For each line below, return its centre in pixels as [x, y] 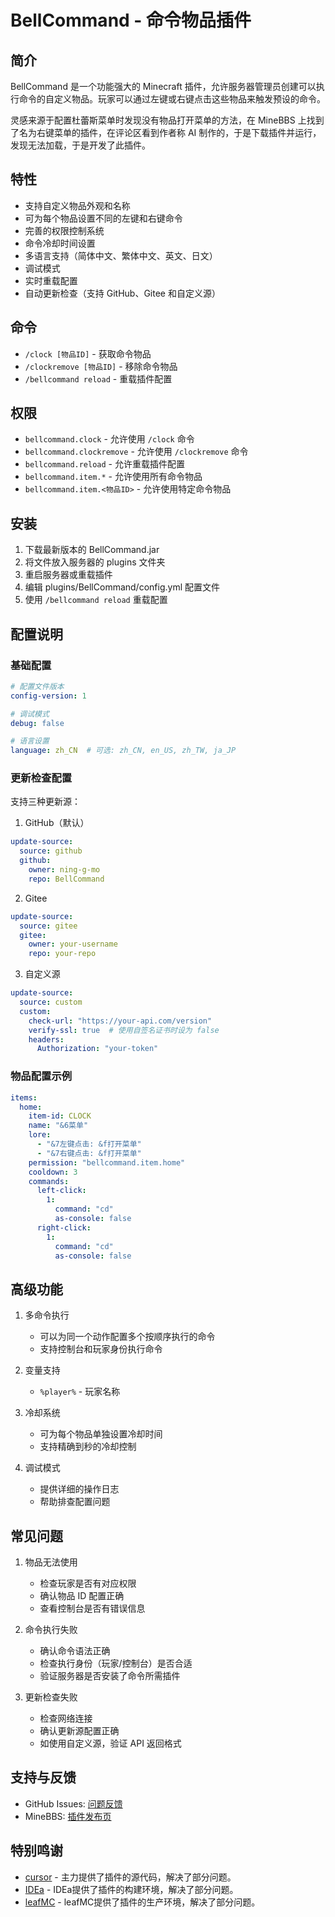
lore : [40, 1135]
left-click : [61, 1191]
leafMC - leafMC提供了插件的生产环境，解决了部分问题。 [142, 1902]
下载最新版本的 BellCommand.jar [92, 550]
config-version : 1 [48, 696]
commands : [49, 1181]
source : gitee [48, 926]
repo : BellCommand [66, 879]
